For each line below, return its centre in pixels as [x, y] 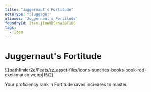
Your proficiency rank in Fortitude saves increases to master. [66, 84]
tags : [11, 28]
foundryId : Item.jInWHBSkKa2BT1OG [40, 23]
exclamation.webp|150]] [29, 75]
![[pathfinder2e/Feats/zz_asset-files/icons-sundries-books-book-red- [76, 70]
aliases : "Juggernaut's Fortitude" [41, 18]
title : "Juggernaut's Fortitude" [39, 9]
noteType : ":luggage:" [28, 14]
